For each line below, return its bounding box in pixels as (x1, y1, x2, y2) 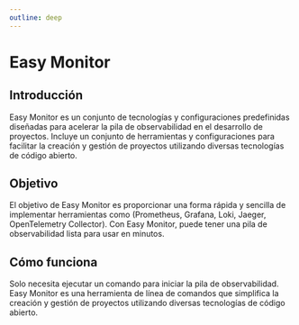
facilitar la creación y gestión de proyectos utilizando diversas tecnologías (9, 140, 285, 151)
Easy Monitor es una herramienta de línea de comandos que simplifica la (9, 288, 279, 299)
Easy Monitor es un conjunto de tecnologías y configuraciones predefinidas (9, 112, 290, 122)
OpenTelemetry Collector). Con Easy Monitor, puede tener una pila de (9, 219, 267, 230)
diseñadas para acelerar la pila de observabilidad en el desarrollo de (9, 121, 263, 131)
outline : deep (9, 13, 63, 23)
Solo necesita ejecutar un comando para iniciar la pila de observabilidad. (9, 278, 279, 289)
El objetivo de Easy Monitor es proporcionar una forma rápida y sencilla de (9, 200, 286, 211)
